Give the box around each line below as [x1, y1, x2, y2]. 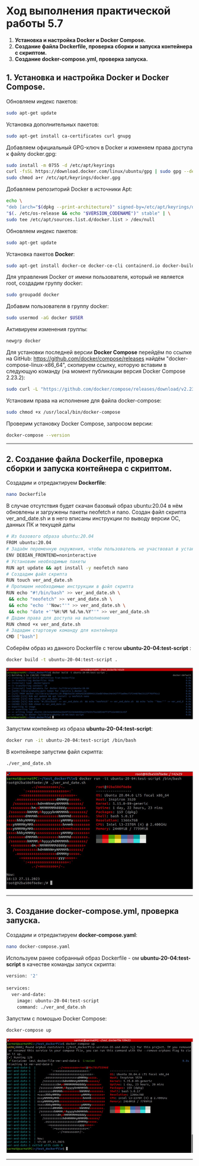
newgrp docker [6, 338, 41, 344]
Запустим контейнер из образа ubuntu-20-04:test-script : [6, 725, 153, 732]
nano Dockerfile [6, 492, 46, 498]
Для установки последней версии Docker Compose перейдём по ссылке [6, 349, 192, 356]
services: [6, 985, 31, 991]
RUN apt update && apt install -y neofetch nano [6, 565, 129, 571]
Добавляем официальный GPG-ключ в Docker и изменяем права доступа [6, 144, 193, 151]
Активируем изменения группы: [6, 326, 88, 333]
